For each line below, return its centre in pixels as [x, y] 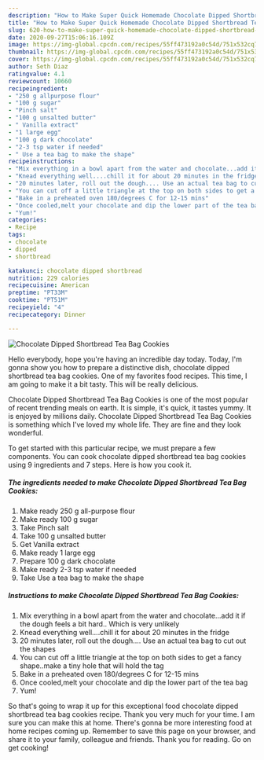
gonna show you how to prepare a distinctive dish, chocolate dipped [119, 367]
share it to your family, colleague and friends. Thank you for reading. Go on [130, 739]
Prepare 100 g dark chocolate [67, 561]
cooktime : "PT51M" [38, 300]
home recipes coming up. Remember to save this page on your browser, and [132, 731]
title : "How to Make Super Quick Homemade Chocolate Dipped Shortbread [128, 23]
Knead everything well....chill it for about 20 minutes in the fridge [125, 632]
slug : [17, 30]
